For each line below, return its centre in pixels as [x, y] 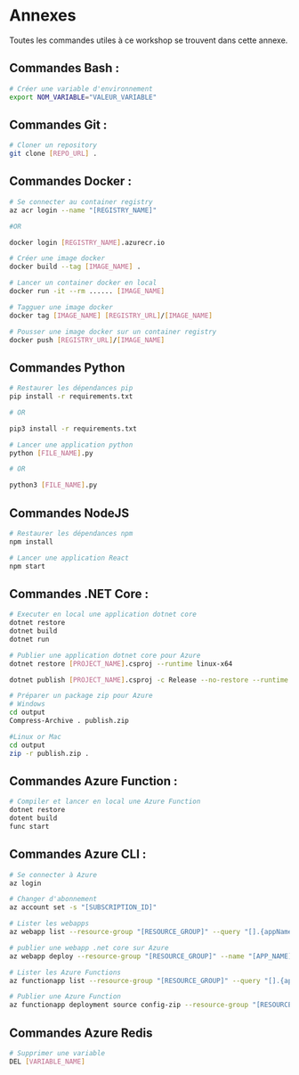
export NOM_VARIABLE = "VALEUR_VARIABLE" [83, 97]
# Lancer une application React [69, 558]
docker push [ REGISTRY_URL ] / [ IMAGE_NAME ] [87, 340]
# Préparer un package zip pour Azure [81, 696]
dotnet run [29, 639]
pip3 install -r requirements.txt [73, 429]
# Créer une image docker [57, 258]
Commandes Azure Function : [93, 781]
